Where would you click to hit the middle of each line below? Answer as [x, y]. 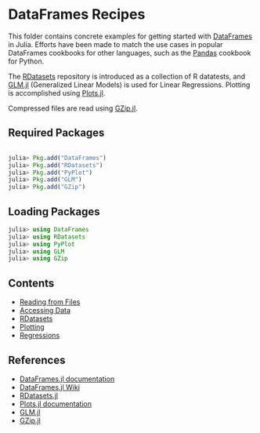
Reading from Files [50, 302]
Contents [31, 283]
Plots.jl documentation [56, 404]
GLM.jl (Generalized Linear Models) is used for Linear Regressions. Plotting [129, 85]
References [37, 360]
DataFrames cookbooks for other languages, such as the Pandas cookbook [130, 53]
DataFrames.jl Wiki [50, 387]
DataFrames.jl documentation [67, 379]
